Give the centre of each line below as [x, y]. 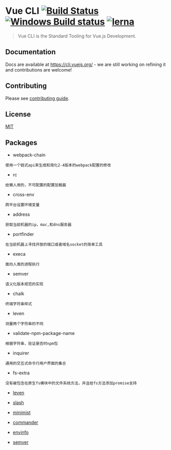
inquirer [21, 353]
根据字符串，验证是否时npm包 [32, 344]
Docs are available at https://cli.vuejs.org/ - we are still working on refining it [86, 64]
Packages [21, 142]
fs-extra [21, 373]
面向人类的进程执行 [22, 264]
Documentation [31, 52]
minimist [21, 413]
